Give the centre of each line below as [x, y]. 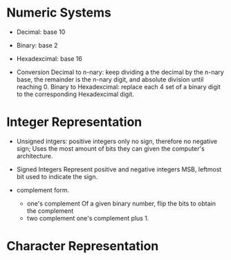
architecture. [35, 156]
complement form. [43, 190]
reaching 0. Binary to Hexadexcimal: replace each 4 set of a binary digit [118, 86]
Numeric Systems [59, 13]
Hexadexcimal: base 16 [49, 58]
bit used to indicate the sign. [57, 176]
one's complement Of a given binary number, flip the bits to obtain [121, 203]
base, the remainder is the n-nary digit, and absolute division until [110, 79]
